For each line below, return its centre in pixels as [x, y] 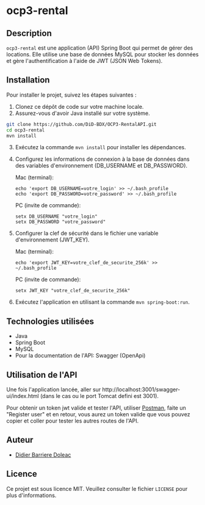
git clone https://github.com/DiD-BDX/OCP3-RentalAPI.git [81, 124]
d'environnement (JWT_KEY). [52, 240]
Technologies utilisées [50, 321]
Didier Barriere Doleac [43, 455]
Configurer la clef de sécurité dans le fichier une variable [87, 234]
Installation [28, 80]
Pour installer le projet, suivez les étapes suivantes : [71, 95]
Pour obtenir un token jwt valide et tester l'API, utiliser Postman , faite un [96, 408]
